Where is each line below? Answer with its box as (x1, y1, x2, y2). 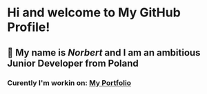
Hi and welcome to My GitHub (7, 5, 181, 21)
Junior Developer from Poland (7, 57, 139, 69)
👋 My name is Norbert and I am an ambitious (7, 47, 201, 58)
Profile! (7, 19, 50, 35)
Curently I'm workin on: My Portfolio (7, 78, 132, 87)
